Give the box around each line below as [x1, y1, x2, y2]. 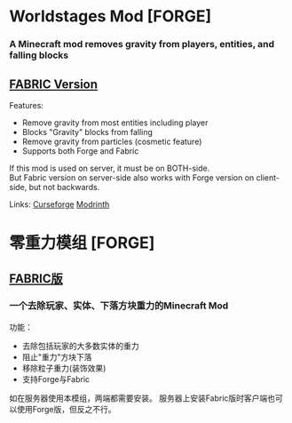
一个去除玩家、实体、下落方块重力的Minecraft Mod [9, 299, 229, 312]
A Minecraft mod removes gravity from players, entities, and [9, 38, 275, 51]
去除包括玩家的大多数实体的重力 [21, 340, 139, 351]
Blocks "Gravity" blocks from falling [21, 126, 154, 137]
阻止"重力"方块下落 [21, 351, 92, 362]
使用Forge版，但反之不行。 [16, 403, 116, 414]
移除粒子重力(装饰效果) [21, 363, 107, 373]
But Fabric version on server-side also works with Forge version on [9, 172, 255, 183]
